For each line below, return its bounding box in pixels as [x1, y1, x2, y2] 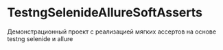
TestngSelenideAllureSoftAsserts [7, 5, 202, 21]
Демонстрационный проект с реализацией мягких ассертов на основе [7, 27, 217, 36]
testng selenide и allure [7, 34, 73, 42]
